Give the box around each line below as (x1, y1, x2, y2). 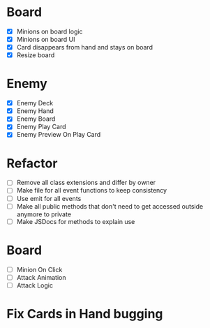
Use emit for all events (16, 194, 82, 202)
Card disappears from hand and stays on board (16, 43, 153, 52)
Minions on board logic (16, 27, 83, 36)
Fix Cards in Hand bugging (6, 306, 163, 322)
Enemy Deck (16, 99, 54, 107)
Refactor (6, 155, 58, 171)
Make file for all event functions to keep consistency (16, 186, 167, 195)
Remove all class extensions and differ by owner (16, 179, 156, 187)
